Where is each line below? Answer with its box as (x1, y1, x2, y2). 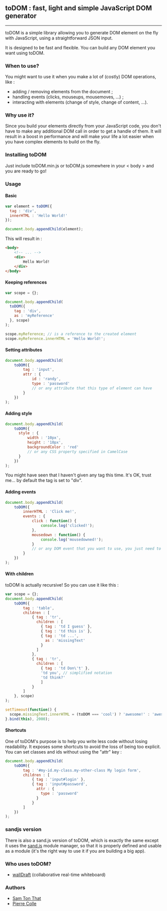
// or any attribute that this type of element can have (31, 386, 153, 391)
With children (5, 571, 34, 577)
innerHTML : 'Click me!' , (23, 509, 77, 514)
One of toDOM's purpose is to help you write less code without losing (5, 738, 148, 744)
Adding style (5, 411, 32, 417)
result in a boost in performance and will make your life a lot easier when (5, 134, 154, 140)
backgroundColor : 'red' (27, 445, 79, 450)
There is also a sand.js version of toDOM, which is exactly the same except (5, 837, 159, 843)
